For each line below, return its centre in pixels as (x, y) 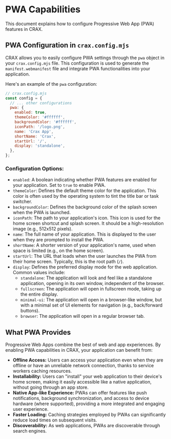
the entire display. (39, 294)
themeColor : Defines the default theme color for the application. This (84, 190)
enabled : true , (31, 112)
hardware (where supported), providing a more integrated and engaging (89, 404)
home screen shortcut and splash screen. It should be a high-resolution (88, 223)
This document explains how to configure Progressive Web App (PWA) (80, 24)
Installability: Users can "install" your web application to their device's (87, 376)
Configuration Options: (35, 168)
